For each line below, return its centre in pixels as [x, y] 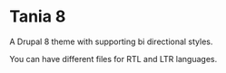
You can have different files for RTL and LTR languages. [113, 59]
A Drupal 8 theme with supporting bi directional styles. [111, 41]
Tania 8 [38, 17]
